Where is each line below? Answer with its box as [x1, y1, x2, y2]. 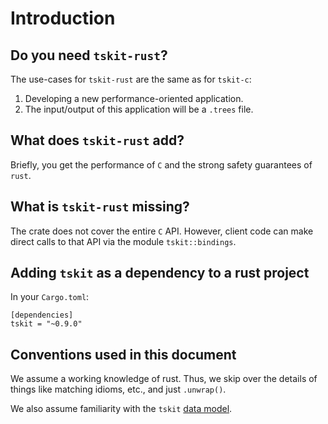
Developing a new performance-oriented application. [24, 93, 244, 104]
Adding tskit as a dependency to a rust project [10, 265, 310, 282]
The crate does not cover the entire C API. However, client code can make [10, 225, 314, 237]
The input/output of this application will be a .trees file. [24, 103, 254, 115]
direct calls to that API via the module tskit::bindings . [10, 235, 237, 247]
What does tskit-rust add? [10, 132, 185, 149]
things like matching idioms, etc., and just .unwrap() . [10, 383, 227, 396]
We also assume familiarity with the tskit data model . [10, 403, 233, 415]
